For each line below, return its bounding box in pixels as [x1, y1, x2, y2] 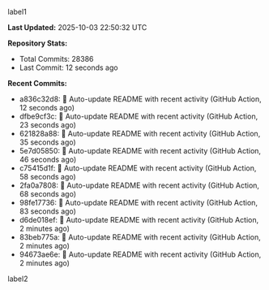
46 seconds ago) [19, 154, 77, 164]
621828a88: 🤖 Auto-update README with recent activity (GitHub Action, [19, 129, 261, 138]
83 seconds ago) [19, 206, 76, 216]
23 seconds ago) [19, 120, 76, 129]
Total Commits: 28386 [19, 54, 94, 63]
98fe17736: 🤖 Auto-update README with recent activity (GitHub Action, [19, 198, 258, 207]
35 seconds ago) [19, 137, 76, 147]
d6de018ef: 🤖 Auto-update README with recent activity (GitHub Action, [19, 215, 259, 224]
